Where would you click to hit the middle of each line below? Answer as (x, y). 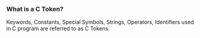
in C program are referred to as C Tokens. (58, 28)
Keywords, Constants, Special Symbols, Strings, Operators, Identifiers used (100, 22)
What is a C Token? (35, 9)
